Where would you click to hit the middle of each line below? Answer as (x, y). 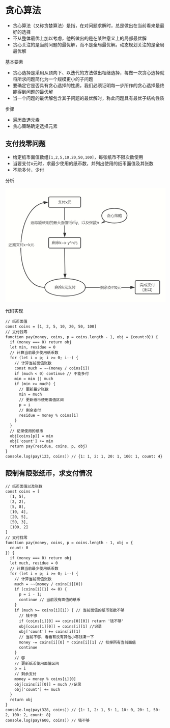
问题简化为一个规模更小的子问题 (60, 79)
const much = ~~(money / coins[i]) (52, 368)
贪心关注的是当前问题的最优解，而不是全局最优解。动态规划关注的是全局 (88, 44)
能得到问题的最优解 (33, 92)
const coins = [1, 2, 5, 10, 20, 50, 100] (51, 327)
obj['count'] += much (37, 689)
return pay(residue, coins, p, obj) (49, 446)
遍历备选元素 (26, 120)
